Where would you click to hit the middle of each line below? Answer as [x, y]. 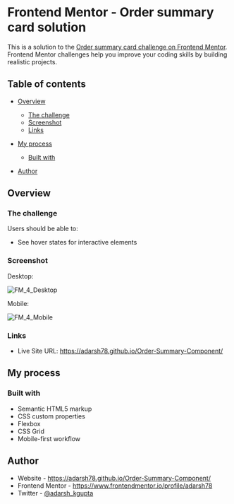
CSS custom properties [51, 416]
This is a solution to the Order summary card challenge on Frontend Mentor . [117, 47]
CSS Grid [31, 431]
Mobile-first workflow [49, 438]
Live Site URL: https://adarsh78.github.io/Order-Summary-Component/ [120, 351]
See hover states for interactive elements [77, 242]
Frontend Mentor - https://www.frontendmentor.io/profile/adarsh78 [115, 486]
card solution [47, 27]
